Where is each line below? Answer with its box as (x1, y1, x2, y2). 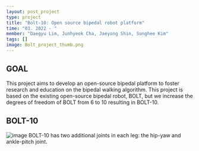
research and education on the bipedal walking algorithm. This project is (6, 86, 183, 93)
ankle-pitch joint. (6, 138, 48, 145)
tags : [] (6, 36, 28, 42)
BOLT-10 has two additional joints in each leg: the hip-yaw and (29, 131, 181, 139)
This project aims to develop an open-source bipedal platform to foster (6, 80, 179, 87)
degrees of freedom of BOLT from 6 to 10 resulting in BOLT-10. (6, 99, 159, 106)
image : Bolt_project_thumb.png (6, 42, 84, 48)
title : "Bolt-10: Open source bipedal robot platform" (6, 20, 145, 26)
